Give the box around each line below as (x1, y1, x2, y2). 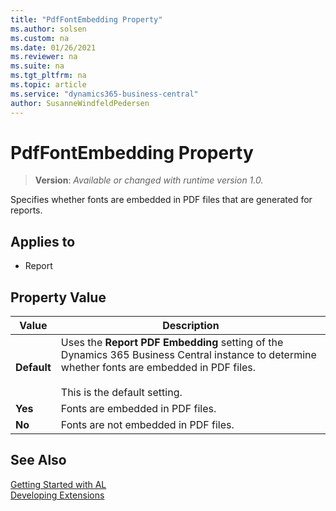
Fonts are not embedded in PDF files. (60, 418, 235, 432)
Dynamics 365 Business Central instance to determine (60, 348, 317, 362)
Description (162, 319, 220, 333)
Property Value (10, 289, 107, 306)
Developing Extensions (10, 489, 105, 501)
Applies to (10, 233, 76, 250)
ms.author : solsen (10, 24, 87, 34)
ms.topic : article (10, 80, 87, 90)
